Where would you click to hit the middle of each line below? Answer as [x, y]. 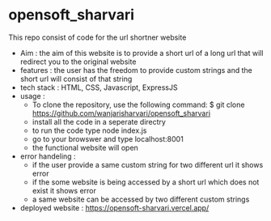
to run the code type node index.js [89, 130]
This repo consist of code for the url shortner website [97, 37]
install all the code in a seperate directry [99, 121]
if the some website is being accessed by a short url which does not [146, 182]
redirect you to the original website [78, 62]
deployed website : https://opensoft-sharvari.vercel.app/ [114, 207]
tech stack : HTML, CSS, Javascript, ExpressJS [99, 87]
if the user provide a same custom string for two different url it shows [148, 164]
